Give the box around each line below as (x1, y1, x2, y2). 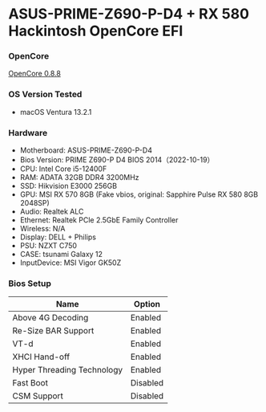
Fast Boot (12, 377, 48, 389)
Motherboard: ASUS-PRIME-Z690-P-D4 (19, 145, 152, 155)
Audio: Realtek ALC (19, 206, 84, 217)
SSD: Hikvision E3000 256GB (19, 182, 118, 191)
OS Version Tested (8, 89, 83, 100)
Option (133, 299, 160, 310)
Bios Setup (8, 278, 52, 289)
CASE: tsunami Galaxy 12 (19, 250, 103, 259)
